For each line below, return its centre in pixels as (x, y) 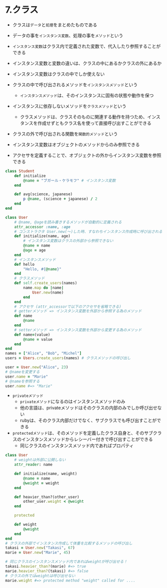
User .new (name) (48, 292)
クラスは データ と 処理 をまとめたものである (55, 25)
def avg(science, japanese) (43, 194)
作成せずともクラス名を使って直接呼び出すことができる (95, 123)
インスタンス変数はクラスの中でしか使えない (58, 74)
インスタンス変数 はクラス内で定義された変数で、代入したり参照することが (87, 46)
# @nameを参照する (23, 381)
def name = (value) (32, 335)
